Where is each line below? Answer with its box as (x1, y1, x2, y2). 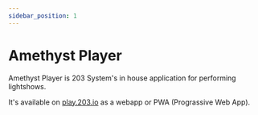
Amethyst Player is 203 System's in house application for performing (8, 73, 236, 83)
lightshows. (8, 81, 47, 91)
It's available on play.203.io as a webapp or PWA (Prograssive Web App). (8, 97, 251, 107)
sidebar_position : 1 (8, 11, 78, 20)
